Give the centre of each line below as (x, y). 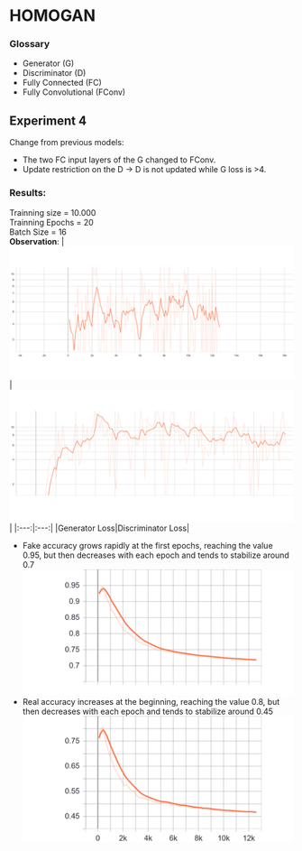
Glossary (30, 44)
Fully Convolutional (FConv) (74, 92)
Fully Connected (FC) (62, 83)
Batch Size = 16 (38, 232)
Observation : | (37, 241)
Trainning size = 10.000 (53, 212)
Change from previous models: (67, 143)
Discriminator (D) (54, 73)
